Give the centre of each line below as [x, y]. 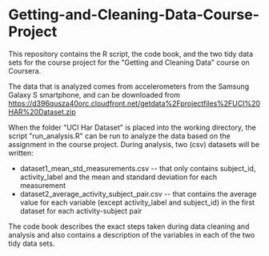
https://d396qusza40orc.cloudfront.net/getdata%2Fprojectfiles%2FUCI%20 [134, 103]
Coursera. [25, 70]
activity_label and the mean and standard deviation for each [118, 177]
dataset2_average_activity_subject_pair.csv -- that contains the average [138, 194]
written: [21, 153]
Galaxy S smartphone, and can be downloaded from [94, 94]
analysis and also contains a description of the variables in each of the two [132, 234]
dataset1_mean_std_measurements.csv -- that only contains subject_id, [138, 168]
